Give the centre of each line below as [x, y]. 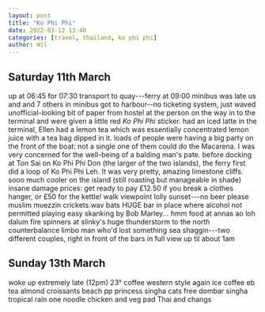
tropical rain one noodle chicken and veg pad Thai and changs [110, 299]
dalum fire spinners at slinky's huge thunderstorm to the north [109, 221]
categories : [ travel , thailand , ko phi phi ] [83, 38]
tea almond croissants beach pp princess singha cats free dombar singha [128, 291]
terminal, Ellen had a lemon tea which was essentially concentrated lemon [129, 129]
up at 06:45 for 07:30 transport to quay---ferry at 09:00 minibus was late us [132, 96]
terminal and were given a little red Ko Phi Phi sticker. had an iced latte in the [132, 121]
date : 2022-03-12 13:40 [47, 30]
